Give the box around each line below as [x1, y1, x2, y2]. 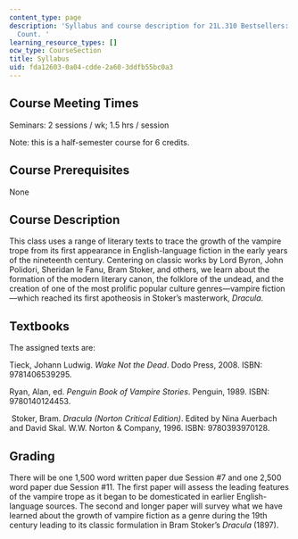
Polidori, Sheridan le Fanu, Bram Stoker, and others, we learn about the [9, 264, 270, 275]
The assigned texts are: [9, 343, 96, 353]
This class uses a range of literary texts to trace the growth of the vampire [9, 236, 282, 246]
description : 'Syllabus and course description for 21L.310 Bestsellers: [9, 21, 290, 30]
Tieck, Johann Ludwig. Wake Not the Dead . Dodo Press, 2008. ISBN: [9, 360, 263, 370]
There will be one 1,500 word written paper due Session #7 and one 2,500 [9, 472, 282, 483]
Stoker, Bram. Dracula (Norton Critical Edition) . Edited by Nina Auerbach [11, 413, 277, 424]
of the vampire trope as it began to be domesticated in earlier [9, 491, 235, 502]
